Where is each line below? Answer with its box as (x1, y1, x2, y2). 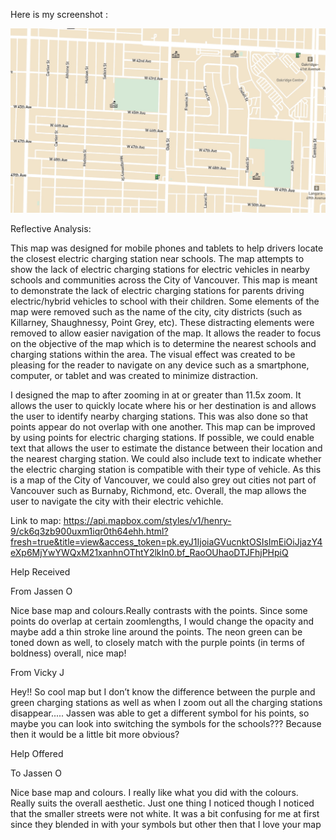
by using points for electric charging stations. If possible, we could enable (10, 431, 315, 443)
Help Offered (10, 747, 64, 759)
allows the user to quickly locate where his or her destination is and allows (10, 399, 317, 411)
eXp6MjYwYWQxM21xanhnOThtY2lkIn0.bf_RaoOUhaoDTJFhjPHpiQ (10, 546, 289, 558)
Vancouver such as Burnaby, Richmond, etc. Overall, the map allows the (10, 484, 307, 496)
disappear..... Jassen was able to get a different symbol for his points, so (10, 707, 310, 719)
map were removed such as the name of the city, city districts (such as (10, 305, 303, 318)
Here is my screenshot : (10, 9, 108, 20)
